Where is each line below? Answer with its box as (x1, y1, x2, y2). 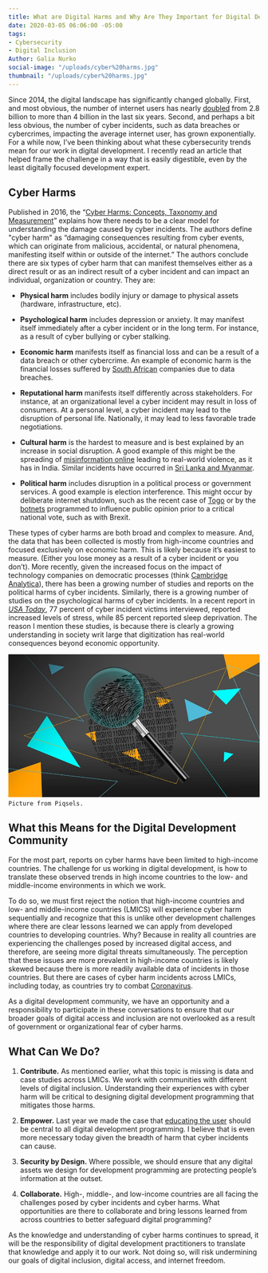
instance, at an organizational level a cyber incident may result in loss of (19, 396, 257, 406)
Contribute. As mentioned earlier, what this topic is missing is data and (19, 1066, 254, 1076)
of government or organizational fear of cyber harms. (8, 1021, 183, 1031)
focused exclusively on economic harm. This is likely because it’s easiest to (8, 544, 256, 555)
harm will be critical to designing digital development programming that (19, 1092, 254, 1101)
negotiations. (19, 422, 64, 432)
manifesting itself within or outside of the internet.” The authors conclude (8, 249, 249, 259)
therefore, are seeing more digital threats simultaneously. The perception (8, 947, 249, 957)
